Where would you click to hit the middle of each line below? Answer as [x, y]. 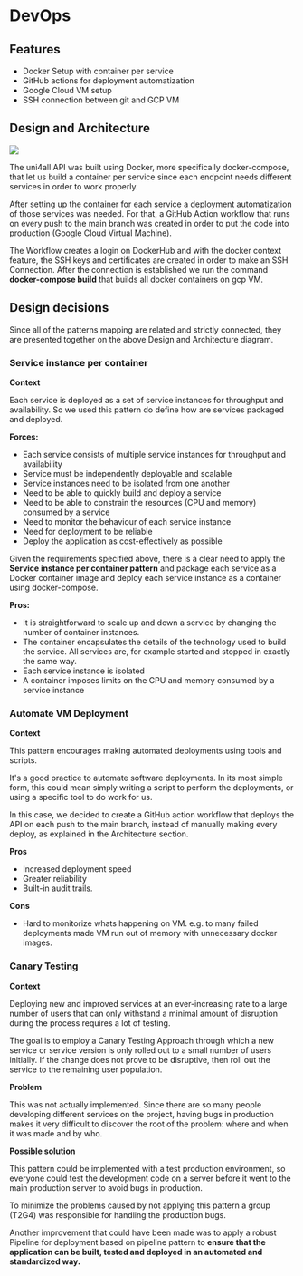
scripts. [24, 760]
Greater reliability [55, 879]
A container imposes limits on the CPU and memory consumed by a [148, 680]
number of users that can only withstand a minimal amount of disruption [144, 1013]
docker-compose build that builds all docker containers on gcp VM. [137, 279]
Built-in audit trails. [57, 888]
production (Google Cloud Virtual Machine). [90, 233]
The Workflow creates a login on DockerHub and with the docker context [146, 250]
